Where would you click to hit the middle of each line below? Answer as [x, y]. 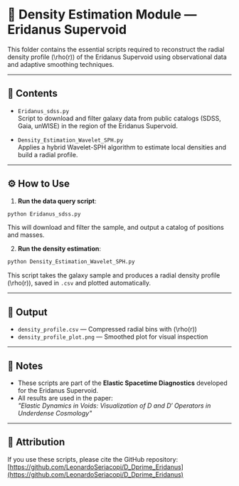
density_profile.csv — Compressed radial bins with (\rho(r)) [107, 329]
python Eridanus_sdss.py [44, 214]
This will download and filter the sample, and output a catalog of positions [116, 228]
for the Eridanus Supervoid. [58, 390]
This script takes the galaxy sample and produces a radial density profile [114, 275]
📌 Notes [25, 366]
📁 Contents [33, 94]
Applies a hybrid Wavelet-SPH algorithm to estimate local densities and [122, 147]
